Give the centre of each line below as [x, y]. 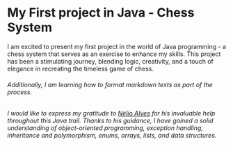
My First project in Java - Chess [101, 13]
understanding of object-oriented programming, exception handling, [105, 128]
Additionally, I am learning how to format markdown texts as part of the [110, 84]
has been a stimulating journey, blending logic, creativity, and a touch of [110, 61]
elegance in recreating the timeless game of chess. [81, 69]
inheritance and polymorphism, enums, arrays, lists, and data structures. [112, 136]
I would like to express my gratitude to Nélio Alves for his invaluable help [111, 113]
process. [20, 92]
